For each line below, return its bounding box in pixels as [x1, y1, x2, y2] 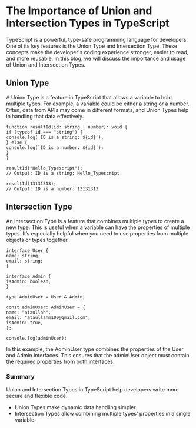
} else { [6, 140, 28, 145]
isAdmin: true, [6, 320, 44, 326]
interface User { [6, 247, 49, 254]
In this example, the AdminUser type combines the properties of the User [6, 346, 184, 353]
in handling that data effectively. [6, 112, 84, 120]
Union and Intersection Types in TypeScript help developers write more [6, 386, 180, 393]
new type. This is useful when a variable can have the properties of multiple [6, 224, 190, 231]
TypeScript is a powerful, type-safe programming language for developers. [6, 36, 188, 43]
